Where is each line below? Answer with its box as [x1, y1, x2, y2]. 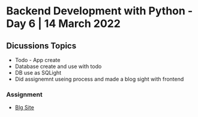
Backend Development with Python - [6, 4, 193, 18]
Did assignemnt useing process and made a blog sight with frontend [14, 76, 184, 82]
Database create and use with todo [14, 63, 102, 70]
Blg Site [14, 104, 34, 111]
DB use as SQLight [14, 69, 62, 76]
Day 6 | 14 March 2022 [6, 17, 121, 30]
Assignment [6, 90, 43, 98]
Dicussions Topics [6, 41, 77, 51]
